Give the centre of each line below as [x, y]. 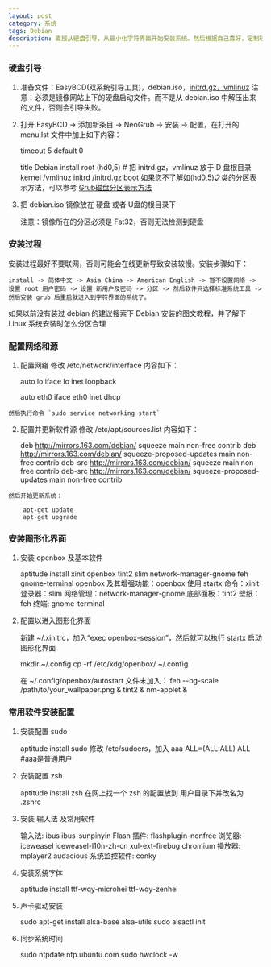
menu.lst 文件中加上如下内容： [71, 135]
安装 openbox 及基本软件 [61, 558]
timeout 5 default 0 [52, 151]
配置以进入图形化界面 [55, 620]
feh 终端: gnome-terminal [62, 604]
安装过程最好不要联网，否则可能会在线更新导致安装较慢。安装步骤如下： [128, 264]
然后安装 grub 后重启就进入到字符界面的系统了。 [79, 297]
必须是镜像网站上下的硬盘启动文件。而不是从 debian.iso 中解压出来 [145, 97]
